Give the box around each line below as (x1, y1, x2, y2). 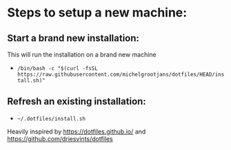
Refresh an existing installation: (7, 96, 146, 107)
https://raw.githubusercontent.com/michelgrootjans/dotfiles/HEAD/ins (17, 71, 225, 78)
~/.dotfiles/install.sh (17, 115, 86, 122)
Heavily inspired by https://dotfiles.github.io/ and (7, 127, 146, 136)
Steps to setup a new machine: (7, 5, 188, 21)
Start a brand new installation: (7, 32, 140, 44)
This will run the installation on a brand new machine (7, 50, 157, 58)
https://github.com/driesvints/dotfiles (7, 134, 113, 142)
